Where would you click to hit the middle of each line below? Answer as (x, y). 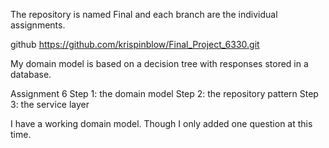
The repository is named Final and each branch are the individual (144, 14)
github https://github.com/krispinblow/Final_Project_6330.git (135, 44)
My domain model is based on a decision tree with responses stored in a (159, 63)
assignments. (38, 25)
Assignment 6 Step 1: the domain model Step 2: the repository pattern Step (164, 93)
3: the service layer (50, 104)
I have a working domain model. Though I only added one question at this (161, 123)
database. (31, 74)
